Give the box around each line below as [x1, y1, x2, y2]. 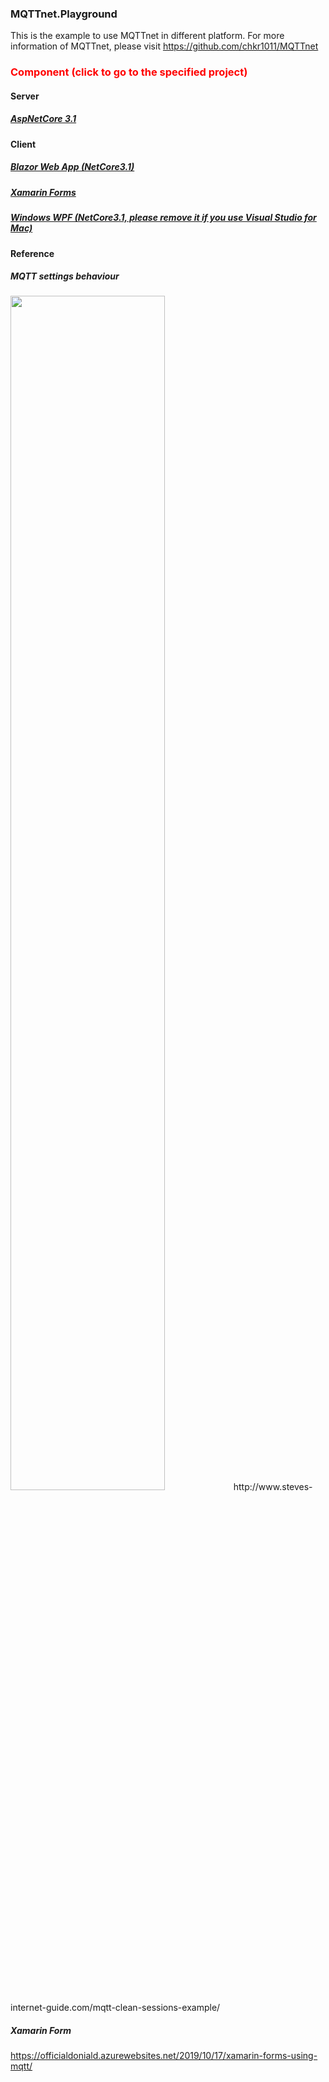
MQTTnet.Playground [10, 7, 118, 21]
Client [10, 138, 37, 150]
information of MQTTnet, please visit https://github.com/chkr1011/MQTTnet [10, 40, 319, 52]
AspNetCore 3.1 [10, 113, 77, 125]
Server [10, 90, 40, 102]
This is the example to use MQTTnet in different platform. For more [10, 30, 285, 42]
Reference [10, 247, 55, 259]
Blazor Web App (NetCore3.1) [10, 161, 135, 173]
